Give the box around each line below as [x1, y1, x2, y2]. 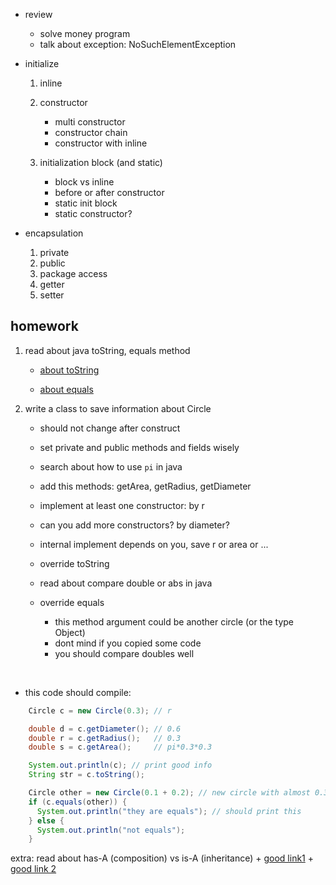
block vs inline [54, 176, 115, 188]
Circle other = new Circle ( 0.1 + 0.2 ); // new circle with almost [28, 788, 311, 798]
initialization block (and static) [39, 157, 163, 168]
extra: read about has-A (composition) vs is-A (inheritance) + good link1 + [10, 852, 315, 864]
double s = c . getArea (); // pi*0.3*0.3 [28, 742, 213, 753]
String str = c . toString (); [28, 770, 145, 780]
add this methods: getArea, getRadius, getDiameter [39, 480, 252, 492]
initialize [24, 58, 60, 69]
